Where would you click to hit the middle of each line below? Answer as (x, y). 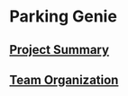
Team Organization (64, 79)
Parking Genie (63, 17)
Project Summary (59, 50)
